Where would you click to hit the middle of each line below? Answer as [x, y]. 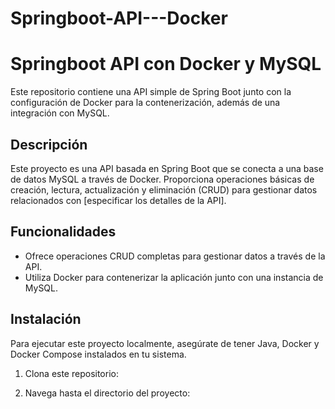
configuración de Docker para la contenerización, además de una [145, 103]
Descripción [49, 144]
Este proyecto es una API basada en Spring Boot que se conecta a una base [167, 168]
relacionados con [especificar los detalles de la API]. [118, 200]
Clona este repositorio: [71, 373]
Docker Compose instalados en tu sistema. [98, 354]
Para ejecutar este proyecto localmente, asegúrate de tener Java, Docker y [165, 343]
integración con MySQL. [60, 113]
